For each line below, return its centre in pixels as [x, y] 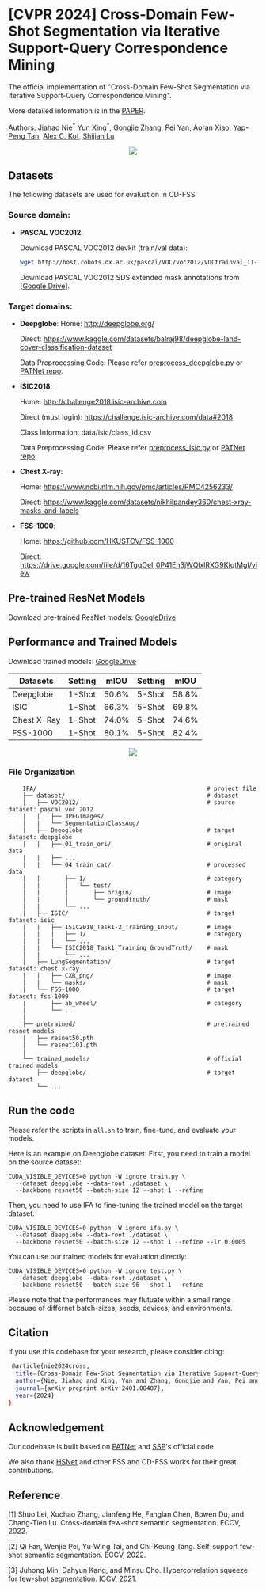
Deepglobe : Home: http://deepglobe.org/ [87, 323]
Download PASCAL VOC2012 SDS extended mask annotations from [129, 277]
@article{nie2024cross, [51, 1366]
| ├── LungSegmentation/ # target [129, 962]
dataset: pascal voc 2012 [51, 809]
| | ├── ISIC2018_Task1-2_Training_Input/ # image [127, 927]
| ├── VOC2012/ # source [129, 802]
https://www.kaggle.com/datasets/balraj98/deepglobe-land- [142, 339]
